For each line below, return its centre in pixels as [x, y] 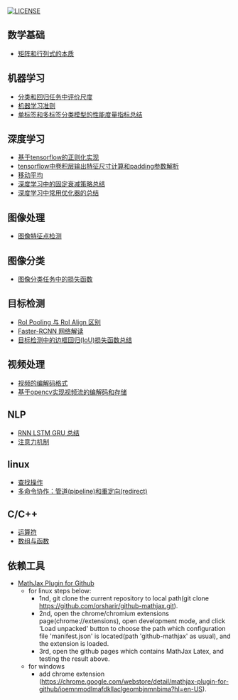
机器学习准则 [36, 105]
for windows [47, 666]
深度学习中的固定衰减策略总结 [61, 184]
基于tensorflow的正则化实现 [58, 157]
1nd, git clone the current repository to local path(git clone [124, 598]
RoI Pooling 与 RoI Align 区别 [59, 322]
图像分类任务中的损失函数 [55, 279]
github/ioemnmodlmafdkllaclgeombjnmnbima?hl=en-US [121, 689]
